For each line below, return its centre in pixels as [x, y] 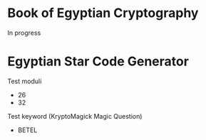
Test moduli [25, 81]
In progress [24, 33]
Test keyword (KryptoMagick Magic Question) [75, 116]
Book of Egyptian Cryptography [103, 13]
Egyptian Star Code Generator [98, 61]
